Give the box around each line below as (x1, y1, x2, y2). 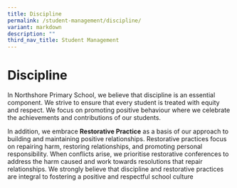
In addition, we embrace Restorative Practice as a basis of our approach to (7, 127, 229, 136)
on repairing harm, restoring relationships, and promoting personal (7, 143, 203, 151)
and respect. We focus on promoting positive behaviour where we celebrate (7, 106, 231, 114)
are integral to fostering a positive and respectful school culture (7, 172, 194, 181)
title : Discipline (7, 10, 62, 18)
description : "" (7, 30, 56, 38)
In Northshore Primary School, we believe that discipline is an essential (7, 91, 216, 99)
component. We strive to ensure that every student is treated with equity (7, 99, 220, 107)
